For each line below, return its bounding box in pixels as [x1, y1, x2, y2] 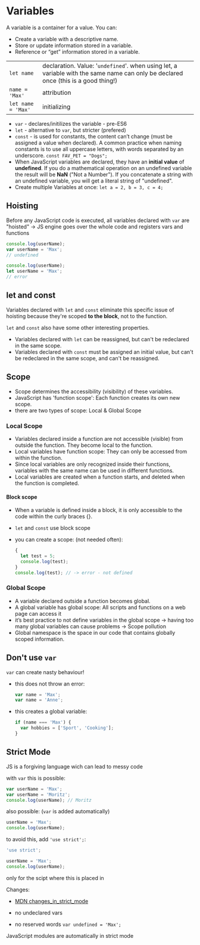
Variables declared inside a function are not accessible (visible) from [14, 435, 183, 442]
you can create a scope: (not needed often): [14, 536, 123, 543]
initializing [42, 103, 71, 111]
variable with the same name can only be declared [42, 69, 183, 77]
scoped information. [14, 635, 64, 643]
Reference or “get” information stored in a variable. [14, 48, 140, 55]
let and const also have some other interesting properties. [6, 324, 150, 331]
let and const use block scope [14, 524, 90, 532]
